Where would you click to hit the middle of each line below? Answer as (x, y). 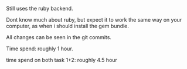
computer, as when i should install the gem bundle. (67, 26)
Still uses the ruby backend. (40, 8)
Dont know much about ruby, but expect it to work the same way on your (94, 20)
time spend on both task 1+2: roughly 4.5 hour (62, 60)
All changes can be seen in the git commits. (59, 37)
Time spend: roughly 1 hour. (40, 49)
